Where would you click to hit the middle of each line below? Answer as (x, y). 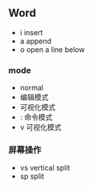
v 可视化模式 (40, 127)
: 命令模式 (36, 117)
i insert (31, 32)
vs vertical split (45, 168)
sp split (32, 176)
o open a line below (53, 49)
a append (36, 41)
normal (32, 88)
